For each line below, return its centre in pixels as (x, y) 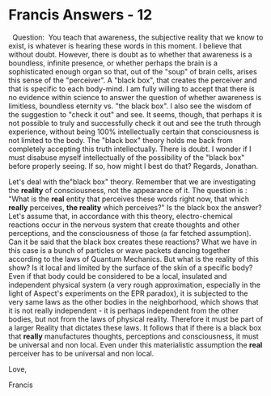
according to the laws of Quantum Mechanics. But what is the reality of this (134, 259)
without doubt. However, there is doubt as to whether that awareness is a (130, 54)
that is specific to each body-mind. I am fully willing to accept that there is (131, 88)
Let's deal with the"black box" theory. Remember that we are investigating (132, 181)
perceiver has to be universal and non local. (81, 353)
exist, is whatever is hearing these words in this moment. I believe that (125, 45)
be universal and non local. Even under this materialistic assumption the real (135, 344)
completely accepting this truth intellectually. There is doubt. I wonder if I (130, 149)
